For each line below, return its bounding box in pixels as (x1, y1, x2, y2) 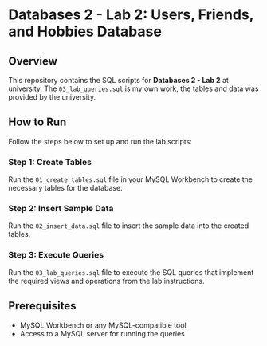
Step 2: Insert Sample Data (8, 203, 114, 214)
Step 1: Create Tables (8, 156, 92, 167)
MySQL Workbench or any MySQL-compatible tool (19, 320, 187, 330)
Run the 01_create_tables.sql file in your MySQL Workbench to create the (8, 175, 253, 184)
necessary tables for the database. (8, 183, 123, 193)
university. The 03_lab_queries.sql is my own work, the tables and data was (8, 84, 259, 93)
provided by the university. (8, 92, 96, 101)
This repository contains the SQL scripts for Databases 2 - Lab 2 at (8, 76, 230, 85)
